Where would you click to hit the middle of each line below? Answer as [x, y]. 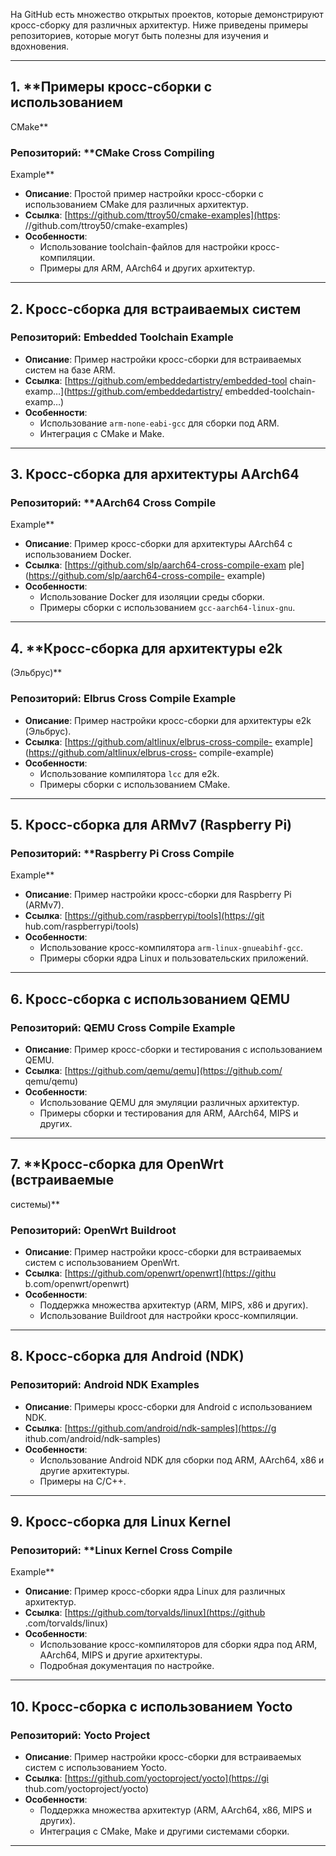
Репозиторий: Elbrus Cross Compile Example [123, 699]
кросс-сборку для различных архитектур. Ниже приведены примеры [159, 25]
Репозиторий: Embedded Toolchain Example [122, 337]
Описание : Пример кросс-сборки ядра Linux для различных [155, 1591]
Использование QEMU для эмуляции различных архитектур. [169, 1102]
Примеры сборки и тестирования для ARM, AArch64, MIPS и [169, 1113]
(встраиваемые [62, 1180]
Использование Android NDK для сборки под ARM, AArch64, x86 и [182, 1460]
